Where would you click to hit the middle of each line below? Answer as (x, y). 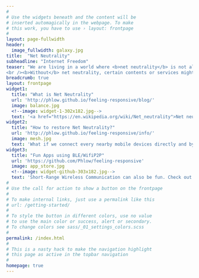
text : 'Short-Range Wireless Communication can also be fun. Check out (102, 178)
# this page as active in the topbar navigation (67, 255)
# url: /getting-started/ (38, 205)
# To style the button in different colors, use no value (79, 216)
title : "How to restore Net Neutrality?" (63, 128)
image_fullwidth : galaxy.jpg (47, 50)
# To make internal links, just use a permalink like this (81, 200)
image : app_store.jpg (38, 166)
